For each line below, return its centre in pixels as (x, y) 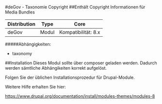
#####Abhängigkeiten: (28, 44)
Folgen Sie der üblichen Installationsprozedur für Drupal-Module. (70, 77)
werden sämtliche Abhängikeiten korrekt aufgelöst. (56, 68)
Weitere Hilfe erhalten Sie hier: (36, 87)
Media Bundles (20, 12)
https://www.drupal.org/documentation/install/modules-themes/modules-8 (80, 96)
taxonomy (22, 53)
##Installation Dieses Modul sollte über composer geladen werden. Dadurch (81, 63)
